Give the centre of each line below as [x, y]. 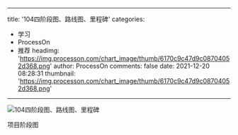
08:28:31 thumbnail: [46, 74]
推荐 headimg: [39, 51]
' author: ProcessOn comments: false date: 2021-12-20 [130, 66]
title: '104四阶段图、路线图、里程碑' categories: [76, 19]
